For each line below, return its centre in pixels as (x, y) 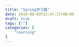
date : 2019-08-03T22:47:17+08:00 (40, 14)
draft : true (17, 19)
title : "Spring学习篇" (28, 10)
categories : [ (20, 28)
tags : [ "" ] (16, 23)
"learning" (25, 32)
